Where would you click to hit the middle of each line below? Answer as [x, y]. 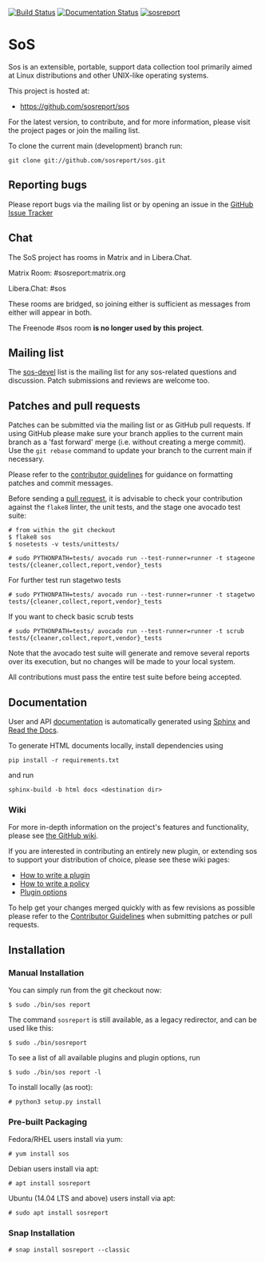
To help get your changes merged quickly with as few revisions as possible [132, 907]
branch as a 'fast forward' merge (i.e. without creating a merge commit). [127, 442]
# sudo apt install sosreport [59, 1213]
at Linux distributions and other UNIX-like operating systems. [109, 75]
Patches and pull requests [75, 405]
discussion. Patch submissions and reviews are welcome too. [109, 381]
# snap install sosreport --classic [69, 1250]
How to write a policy [55, 883]
